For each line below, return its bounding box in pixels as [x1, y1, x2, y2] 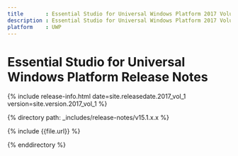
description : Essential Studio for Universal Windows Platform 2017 [7, 17, 217, 24]
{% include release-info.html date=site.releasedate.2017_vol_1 [7, 92, 186, 101]
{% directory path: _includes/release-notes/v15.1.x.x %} [7, 114, 170, 122]
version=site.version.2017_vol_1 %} [7, 100, 108, 108]
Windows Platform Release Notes [7, 68, 208, 85]
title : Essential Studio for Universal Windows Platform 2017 [7, 10, 217, 18]
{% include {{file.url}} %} [7, 127, 81, 136]
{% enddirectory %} [7, 140, 66, 149]
